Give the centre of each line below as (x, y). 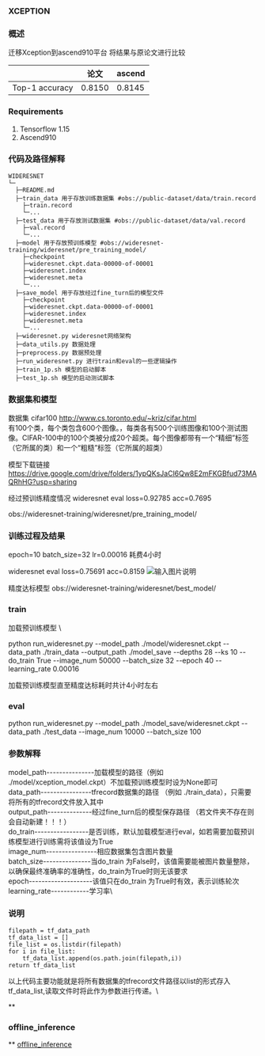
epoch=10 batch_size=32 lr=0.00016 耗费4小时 (85, 555)
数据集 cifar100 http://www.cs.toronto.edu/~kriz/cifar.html (102, 418)
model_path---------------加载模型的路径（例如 (86, 773)
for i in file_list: (42, 952)
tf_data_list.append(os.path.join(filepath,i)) (102, 958)
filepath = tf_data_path (49, 931)
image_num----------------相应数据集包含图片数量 (91, 852)
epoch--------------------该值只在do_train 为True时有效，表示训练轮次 (124, 881)
